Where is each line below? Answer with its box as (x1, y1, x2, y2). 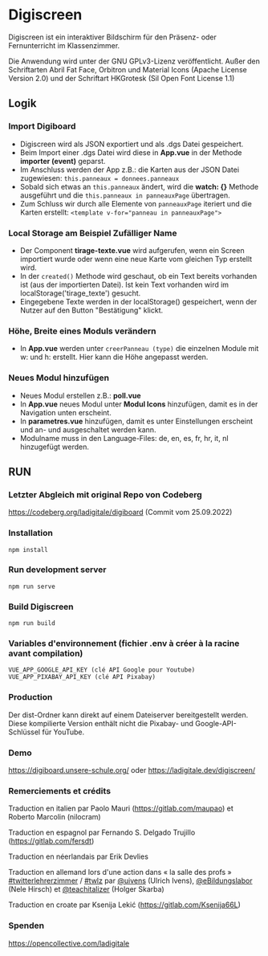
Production (8, 692, 53, 703)
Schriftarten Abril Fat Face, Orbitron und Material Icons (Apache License (8, 64, 247, 74)
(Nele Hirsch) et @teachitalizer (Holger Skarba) (8, 885, 164, 894)
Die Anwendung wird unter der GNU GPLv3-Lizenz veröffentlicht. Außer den (8, 56, 261, 66)
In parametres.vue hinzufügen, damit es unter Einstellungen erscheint (19, 416, 254, 426)
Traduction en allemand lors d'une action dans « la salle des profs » (8, 868, 232, 877)
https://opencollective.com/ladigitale (8, 938, 130, 948)
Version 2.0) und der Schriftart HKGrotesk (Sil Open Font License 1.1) (8, 73, 235, 83)
